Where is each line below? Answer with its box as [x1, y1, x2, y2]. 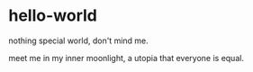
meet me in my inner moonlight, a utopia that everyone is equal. [8, 52, 245, 63]
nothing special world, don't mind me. [8, 35, 149, 46]
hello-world [8, 5, 98, 26]
